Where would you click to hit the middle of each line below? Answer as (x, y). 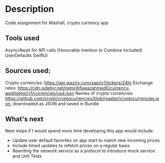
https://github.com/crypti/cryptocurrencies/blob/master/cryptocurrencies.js (82, 98)
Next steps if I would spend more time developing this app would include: (80, 131)
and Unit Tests (27, 156)
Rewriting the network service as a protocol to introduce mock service (83, 151)
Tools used (22, 38)
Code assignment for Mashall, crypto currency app (57, 23)
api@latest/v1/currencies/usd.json (40, 93)
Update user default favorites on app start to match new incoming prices (86, 140)
